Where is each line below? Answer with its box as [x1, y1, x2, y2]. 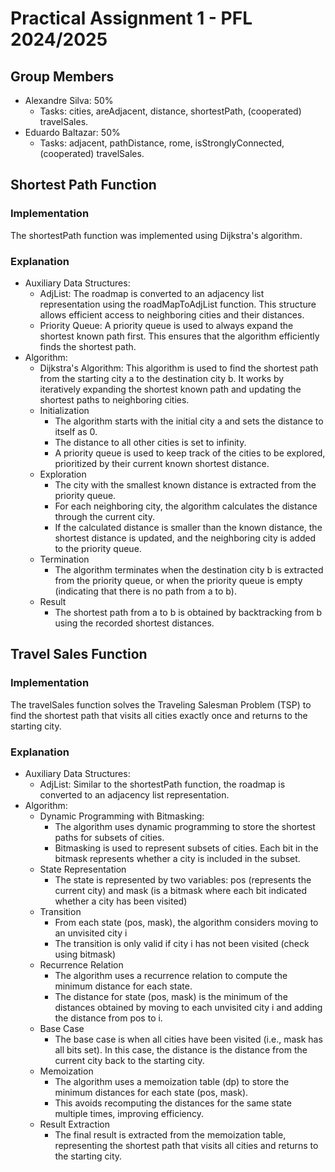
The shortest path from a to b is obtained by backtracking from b [54, 606, 322, 618]
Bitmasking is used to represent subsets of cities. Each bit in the [54, 842, 319, 854]
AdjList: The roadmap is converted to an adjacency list [39, 287, 265, 299]
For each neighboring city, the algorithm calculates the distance [54, 500, 318, 512]
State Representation [39, 863, 127, 875]
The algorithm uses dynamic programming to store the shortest [54, 820, 316, 832]
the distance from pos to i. [54, 1012, 163, 1024]
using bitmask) [54, 948, 117, 960]
